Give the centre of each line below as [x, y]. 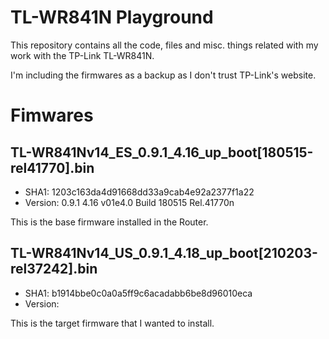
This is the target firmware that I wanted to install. [112, 323]
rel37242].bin [54, 269]
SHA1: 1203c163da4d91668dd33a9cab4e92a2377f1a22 [139, 192]
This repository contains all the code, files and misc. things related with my [164, 45]
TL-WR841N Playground [112, 17]
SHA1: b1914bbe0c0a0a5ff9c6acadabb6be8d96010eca [138, 293]
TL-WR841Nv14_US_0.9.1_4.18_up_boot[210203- [164, 253]
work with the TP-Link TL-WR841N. [82, 55]
